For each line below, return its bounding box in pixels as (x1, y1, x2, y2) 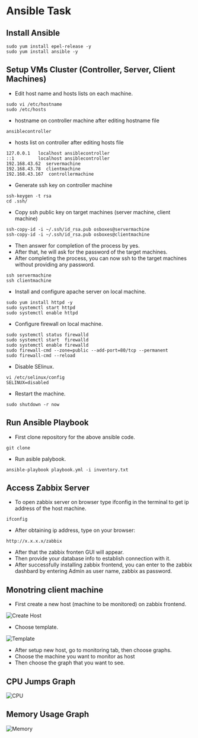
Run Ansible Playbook (6, 417, 89, 428)
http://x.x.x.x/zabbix (6, 539, 62, 544)
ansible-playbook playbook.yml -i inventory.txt (6, 467, 129, 473)
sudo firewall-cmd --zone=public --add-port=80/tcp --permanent (6, 347, 168, 353)
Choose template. (14, 623, 58, 631)
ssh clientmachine (6, 277, 52, 283)
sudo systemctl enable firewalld (6, 342, 89, 348)
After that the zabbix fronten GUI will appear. (14, 549, 124, 556)
